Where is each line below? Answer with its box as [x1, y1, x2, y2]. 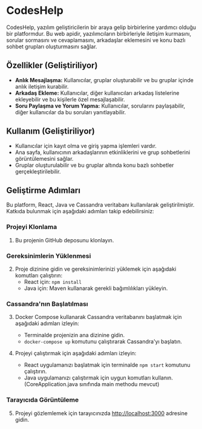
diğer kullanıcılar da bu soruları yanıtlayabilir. [15, 108, 126, 115]
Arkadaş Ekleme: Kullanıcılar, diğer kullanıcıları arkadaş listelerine [15, 89, 180, 97]
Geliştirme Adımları [6, 185, 80, 195]
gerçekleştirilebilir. [15, 167, 61, 175]
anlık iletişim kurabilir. [15, 83, 69, 90]
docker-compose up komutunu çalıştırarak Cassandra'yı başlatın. [24, 338, 183, 345]
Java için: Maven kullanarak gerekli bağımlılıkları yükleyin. [24, 285, 168, 292]
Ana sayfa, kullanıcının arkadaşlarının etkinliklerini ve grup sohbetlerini [15, 149, 191, 156]
